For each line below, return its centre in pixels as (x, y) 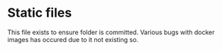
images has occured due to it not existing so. (73, 39)
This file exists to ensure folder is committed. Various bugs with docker (111, 32)
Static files (40, 13)
